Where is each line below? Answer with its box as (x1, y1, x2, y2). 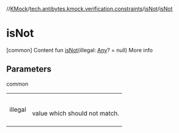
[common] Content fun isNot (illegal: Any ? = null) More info (6, 46, 153, 53)
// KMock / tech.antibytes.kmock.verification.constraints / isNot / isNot (6, 5, 173, 12)
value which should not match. (32, 109, 120, 117)
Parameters (6, 64, 52, 75)
